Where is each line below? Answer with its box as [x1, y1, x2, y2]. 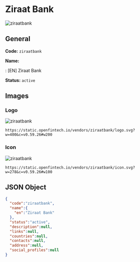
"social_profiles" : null [9, 247, 59, 253]
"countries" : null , [9, 233, 48, 239]
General [5, 35, 31, 43]
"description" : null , [9, 224, 52, 229]
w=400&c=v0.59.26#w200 [5, 132, 52, 138]
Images [5, 92, 29, 100]
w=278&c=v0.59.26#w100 [5, 169, 52, 174]
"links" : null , [9, 229, 39, 234]
